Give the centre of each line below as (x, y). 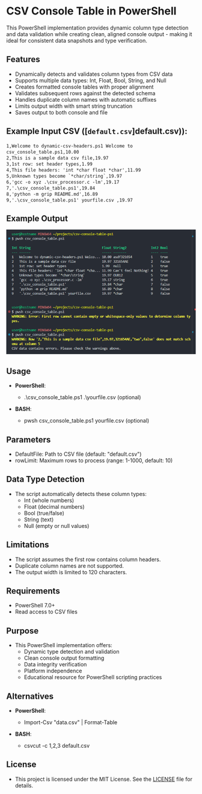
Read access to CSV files (46, 612)
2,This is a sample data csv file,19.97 (58, 158)
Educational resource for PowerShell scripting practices (93, 677)
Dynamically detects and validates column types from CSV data (94, 74)
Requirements (33, 591)
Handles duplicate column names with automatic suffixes (86, 99)
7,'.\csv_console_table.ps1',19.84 (51, 188)
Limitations (28, 545)
